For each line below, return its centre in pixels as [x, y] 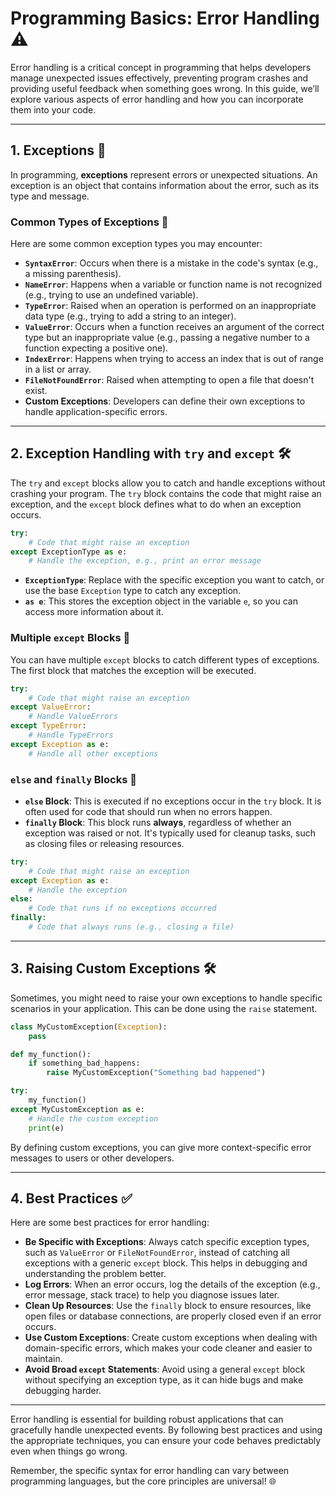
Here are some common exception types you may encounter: [136, 244]
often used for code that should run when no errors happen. [148, 811]
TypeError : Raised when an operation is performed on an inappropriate [170, 306]
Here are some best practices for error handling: [110, 1223]
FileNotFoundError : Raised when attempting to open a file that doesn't [169, 380]
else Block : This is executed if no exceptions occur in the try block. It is [173, 801]
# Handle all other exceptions [93, 753]
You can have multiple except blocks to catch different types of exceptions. [165, 659]
